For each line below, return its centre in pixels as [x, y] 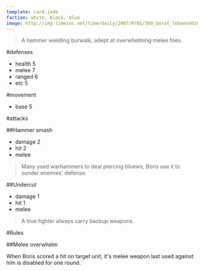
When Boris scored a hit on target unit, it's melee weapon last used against [100, 256]
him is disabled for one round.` [45, 263]
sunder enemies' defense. [54, 173]
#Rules [15, 233]
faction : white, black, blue [43, 18]
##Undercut [22, 185]
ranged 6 [26, 77]
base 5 [24, 107]
